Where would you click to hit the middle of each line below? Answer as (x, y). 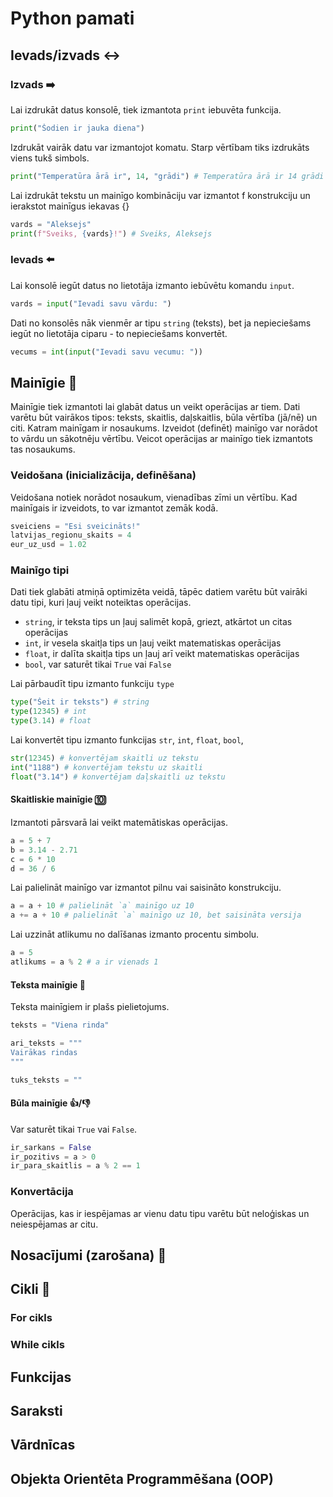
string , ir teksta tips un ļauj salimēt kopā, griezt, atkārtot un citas (158, 622)
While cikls (37, 1345)
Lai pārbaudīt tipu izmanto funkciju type (92, 684)
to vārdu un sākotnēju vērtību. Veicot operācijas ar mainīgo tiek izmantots (161, 439)
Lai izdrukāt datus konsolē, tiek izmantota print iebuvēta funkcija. (146, 109)
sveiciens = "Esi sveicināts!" (75, 526)
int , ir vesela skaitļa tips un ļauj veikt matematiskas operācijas (153, 643)
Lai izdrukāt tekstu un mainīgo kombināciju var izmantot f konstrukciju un (160, 195)
